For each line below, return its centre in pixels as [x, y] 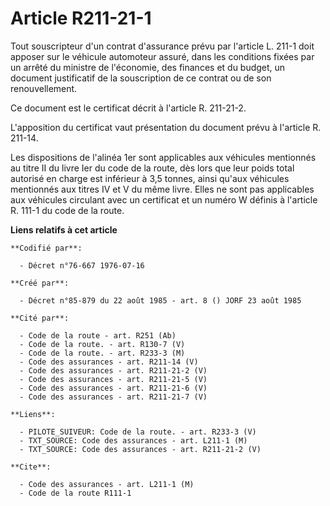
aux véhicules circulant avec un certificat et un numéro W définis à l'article [164, 199]
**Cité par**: [40, 318]
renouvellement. [44, 88]
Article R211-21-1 [81, 18]
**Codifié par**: [46, 248]
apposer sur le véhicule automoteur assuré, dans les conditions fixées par [162, 56]
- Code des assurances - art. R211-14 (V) [109, 362]
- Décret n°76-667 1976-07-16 [82, 265]
